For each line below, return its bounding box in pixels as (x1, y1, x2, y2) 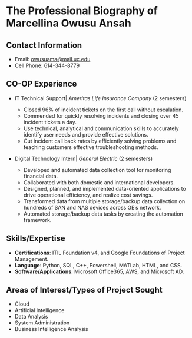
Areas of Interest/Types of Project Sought (6, 285, 163, 295)
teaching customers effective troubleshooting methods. (23, 143, 158, 151)
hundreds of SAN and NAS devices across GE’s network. (23, 204, 161, 211)
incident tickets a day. (23, 118, 77, 125)
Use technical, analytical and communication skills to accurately (23, 125, 179, 132)
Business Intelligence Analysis (14, 326, 88, 333)
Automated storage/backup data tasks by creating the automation (23, 210, 184, 217)
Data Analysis (14, 313, 48, 320)
